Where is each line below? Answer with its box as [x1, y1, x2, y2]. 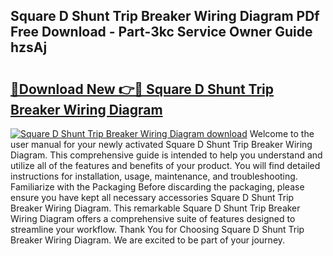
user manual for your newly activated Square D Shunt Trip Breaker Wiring [10, 139, 313, 150]
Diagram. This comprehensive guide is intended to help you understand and [10, 149, 323, 161]
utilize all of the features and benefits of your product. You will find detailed [10, 160, 321, 171]
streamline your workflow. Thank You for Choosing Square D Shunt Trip [10, 224, 305, 235]
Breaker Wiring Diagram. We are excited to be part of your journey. [10, 234, 286, 246]
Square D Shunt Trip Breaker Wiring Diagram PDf [10, 8, 320, 25]
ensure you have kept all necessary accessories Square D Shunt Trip [10, 192, 295, 203]
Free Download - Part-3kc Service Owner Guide [10, 24, 313, 41]
